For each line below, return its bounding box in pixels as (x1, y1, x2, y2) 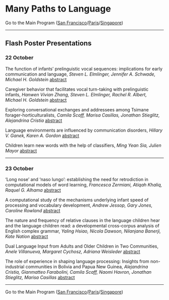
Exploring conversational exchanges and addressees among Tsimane (5, 106, 149, 112)
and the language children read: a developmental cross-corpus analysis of (5, 222, 159, 228)
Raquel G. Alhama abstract (5, 187, 61, 193)
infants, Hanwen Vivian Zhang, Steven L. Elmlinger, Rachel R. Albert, (5, 91, 147, 97)
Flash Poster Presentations (5, 39, 92, 48)
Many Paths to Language (5, 3, 111, 15)
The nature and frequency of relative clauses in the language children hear (5, 217, 160, 223)
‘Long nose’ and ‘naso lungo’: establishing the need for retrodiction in (5, 176, 148, 182)
